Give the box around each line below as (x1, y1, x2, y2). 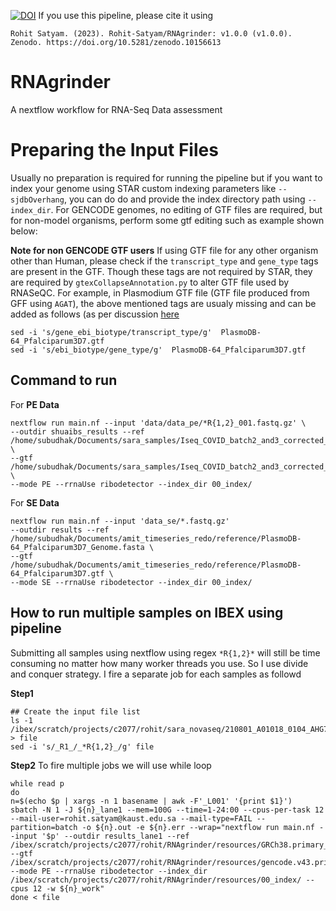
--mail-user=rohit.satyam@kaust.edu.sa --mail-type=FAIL (10, 813, 253, 824)
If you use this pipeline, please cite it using (38, 10, 214, 21)
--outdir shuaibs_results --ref (10, 426, 145, 437)
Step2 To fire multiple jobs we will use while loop (10, 759, 212, 771)
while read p (10, 778, 65, 789)
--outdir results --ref (10, 525, 110, 535)
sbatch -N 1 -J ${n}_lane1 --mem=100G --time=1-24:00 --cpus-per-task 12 (10, 805, 325, 815)
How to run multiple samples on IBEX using (10, 605, 284, 622)
